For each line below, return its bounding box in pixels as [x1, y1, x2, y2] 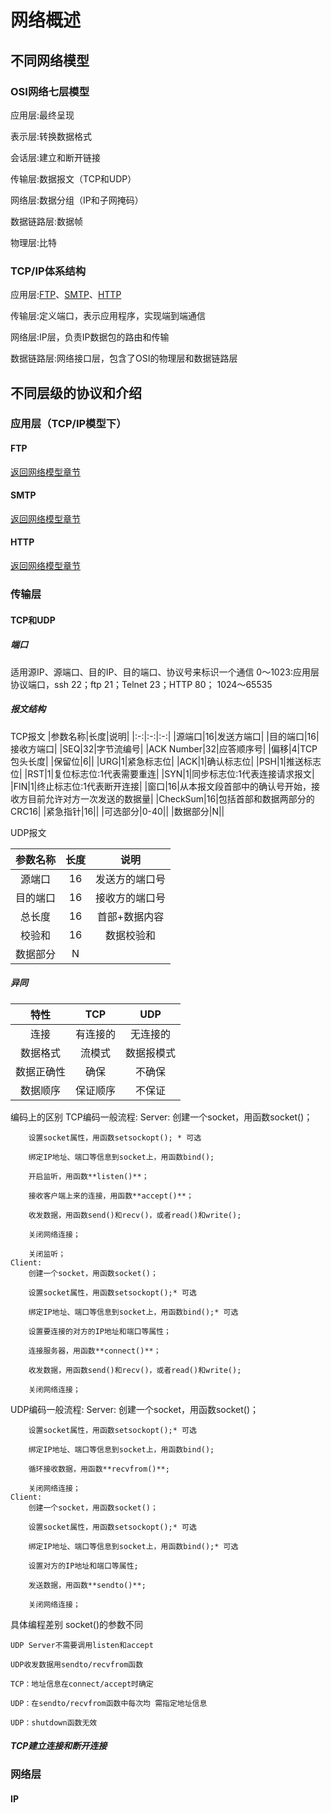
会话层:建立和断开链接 [10, 151, 102, 163]
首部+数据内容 [96, 909, 165, 923]
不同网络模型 [10, 52, 90, 69]
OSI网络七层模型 [10, 84, 90, 98]
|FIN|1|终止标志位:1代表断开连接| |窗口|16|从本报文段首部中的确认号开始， [10, 780, 312, 792]
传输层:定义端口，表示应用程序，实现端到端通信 [10, 310, 207, 322]
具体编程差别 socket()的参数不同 [10, 1618, 144, 1630]
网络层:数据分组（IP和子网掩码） [10, 194, 144, 206]
